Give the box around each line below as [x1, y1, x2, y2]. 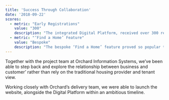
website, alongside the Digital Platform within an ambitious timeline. [5, 89, 145, 95]
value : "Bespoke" [14, 40, 51, 45]
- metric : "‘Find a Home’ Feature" [10, 35, 84, 40]
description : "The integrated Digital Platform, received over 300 [14, 30, 158, 35]
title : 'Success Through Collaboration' [5, 7, 92, 12]
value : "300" [14, 26, 42, 31]
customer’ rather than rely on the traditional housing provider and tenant [5, 68, 155, 75]
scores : [5, 16, 22, 21]
